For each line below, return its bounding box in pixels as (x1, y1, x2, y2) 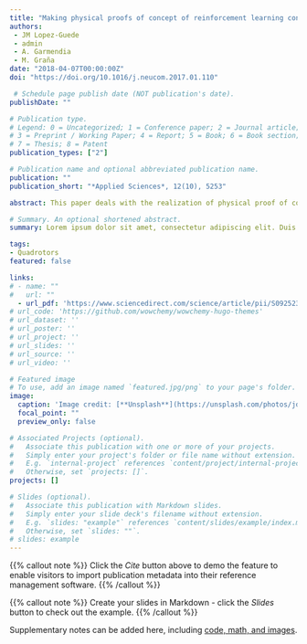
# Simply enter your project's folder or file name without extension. (9, 450, 297, 459)
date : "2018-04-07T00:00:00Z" (9, 65, 125, 74)
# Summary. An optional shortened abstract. (9, 215, 182, 224)
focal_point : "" (17, 408, 79, 417)
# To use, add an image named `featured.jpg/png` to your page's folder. (9, 383, 297, 393)
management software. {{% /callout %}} (9, 579, 162, 590)
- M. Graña (13, 56, 55, 65)
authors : (9, 22, 43, 31)
